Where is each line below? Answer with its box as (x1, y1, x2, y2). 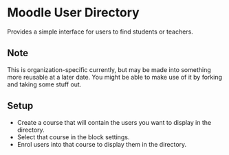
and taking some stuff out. (7, 80, 82, 88)
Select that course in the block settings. (17, 132, 130, 141)
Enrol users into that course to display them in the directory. (17, 140, 187, 148)
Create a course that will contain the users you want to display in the (17, 118, 212, 126)
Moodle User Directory (7, 5, 140, 21)
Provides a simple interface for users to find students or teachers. (7, 27, 194, 36)
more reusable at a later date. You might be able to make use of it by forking (7, 73, 222, 81)
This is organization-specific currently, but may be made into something (7, 65, 211, 73)
